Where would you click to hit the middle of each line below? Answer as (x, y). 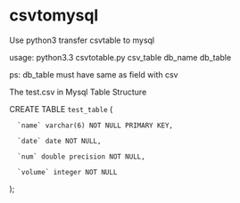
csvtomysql (54, 16)
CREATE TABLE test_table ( (61, 109)
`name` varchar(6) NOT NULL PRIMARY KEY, (95, 126)
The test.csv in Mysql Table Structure (78, 92)
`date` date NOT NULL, (59, 141)
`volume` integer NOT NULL (67, 172)
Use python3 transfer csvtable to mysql (82, 40)
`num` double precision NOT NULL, (81, 157)
